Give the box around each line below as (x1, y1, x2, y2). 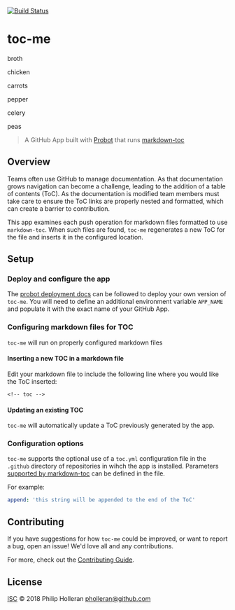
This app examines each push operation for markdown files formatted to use (7, 218, 228, 226)
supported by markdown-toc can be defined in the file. (7, 469, 166, 478)
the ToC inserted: (7, 377, 57, 385)
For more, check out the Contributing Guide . (7, 555, 135, 564)
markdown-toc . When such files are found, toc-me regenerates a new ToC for (7, 225, 225, 234)
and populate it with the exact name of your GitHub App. (7, 305, 170, 313)
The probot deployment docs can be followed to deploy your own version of (7, 290, 227, 298)
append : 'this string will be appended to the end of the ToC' (7, 497, 196, 504)
